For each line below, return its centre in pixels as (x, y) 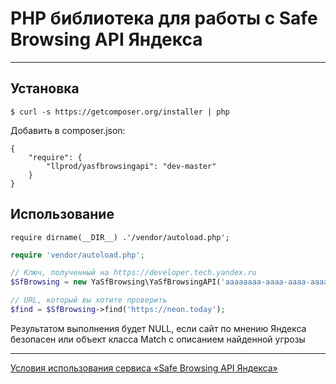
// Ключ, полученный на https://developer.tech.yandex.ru (133, 273)
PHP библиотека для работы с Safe (164, 18)
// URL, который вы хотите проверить (89, 300)
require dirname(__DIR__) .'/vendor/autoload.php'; (120, 237)
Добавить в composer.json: (68, 130)
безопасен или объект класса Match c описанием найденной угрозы (158, 339)
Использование (62, 214)
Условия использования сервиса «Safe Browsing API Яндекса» (144, 368)
